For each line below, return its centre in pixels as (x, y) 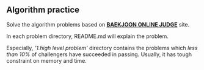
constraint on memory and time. (46, 60)
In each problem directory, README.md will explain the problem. (88, 36)
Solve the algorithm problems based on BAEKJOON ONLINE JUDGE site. (98, 24)
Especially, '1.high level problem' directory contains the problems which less (102, 48)
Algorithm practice (43, 10)
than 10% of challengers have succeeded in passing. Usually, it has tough (99, 54)
